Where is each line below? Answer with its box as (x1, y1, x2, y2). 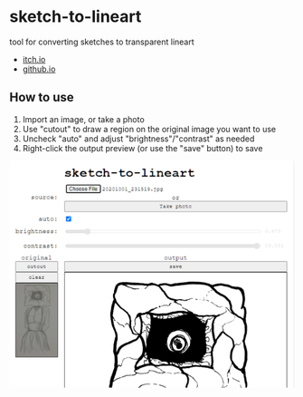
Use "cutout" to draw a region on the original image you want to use (22, 123, 277, 134)
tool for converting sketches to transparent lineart (9, 36, 194, 47)
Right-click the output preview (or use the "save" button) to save (22, 142, 263, 153)
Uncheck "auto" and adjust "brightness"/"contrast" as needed (22, 133, 255, 144)
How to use (9, 90, 74, 105)
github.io (22, 63, 56, 74)
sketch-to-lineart (9, 6, 142, 27)
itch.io (22, 53, 46, 64)
